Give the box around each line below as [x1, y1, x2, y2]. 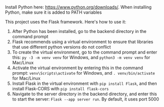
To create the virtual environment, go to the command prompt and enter [12, 49, 158, 55]
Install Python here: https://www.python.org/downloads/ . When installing [5, 4, 152, 10]
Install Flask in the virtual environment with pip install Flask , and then [12, 80, 157, 86]
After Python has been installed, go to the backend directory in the [12, 28, 147, 34]
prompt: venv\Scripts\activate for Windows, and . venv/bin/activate [12, 70, 155, 76]
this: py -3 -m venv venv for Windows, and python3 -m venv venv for [12, 54, 150, 60]
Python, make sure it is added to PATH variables [5, 9, 102, 15]
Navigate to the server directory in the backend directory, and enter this [12, 91, 157, 97]
